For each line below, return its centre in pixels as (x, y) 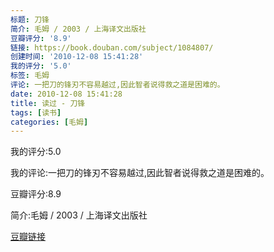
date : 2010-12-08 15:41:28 (66, 94)
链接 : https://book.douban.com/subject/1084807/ (112, 47)
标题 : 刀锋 (30, 19)
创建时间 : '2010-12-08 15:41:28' (77, 57)
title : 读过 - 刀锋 (48, 103)
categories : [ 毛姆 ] (49, 122)
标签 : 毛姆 (30, 76)
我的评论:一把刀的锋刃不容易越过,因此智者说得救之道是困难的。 (140, 173)
